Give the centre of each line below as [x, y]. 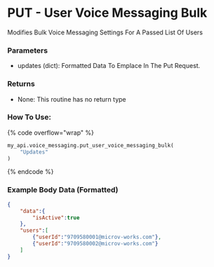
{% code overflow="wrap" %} [51, 132]
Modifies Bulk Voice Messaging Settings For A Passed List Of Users [105, 32]
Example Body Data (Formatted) [63, 190]
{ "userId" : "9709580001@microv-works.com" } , [97, 237]
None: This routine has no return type [72, 99]
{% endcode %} [31, 172]
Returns [21, 84]
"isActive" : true [56, 218]
